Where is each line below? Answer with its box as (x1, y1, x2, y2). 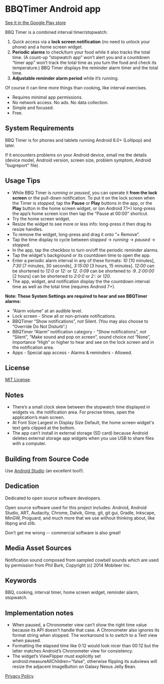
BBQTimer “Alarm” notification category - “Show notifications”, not (12, 328, 147, 334)
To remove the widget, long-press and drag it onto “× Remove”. (12, 231, 140, 237)
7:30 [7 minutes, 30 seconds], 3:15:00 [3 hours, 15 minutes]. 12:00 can (12, 263, 155, 269)
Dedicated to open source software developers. (5, 495, 101, 501)
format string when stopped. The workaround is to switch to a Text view (12, 632, 158, 638)
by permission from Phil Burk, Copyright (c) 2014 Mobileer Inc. (5, 562, 131, 568)
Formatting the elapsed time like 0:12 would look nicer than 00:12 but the (12, 643, 159, 649)
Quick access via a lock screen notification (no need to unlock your (12, 38, 150, 45)
